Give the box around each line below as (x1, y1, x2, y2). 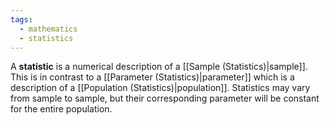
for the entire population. (10, 103, 113, 115)
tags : (10, 14, 33, 25)
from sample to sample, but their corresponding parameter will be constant (10, 92, 320, 105)
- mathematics (19, 24, 78, 34)
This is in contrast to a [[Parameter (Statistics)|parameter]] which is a (10, 71, 295, 83)
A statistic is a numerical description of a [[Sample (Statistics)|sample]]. (10, 61, 308, 73)
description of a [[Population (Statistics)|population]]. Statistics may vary (10, 82, 311, 94)
